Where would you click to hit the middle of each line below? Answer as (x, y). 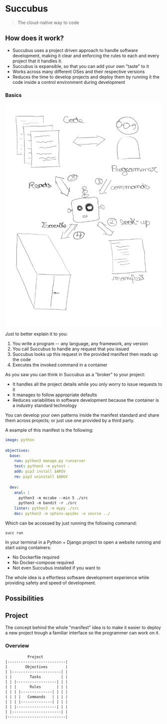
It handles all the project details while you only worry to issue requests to (87, 384)
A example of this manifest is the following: (49, 430)
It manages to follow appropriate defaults (55, 395)
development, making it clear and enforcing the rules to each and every (86, 55)
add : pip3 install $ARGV (40, 472)
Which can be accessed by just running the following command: (71, 523)
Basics (13, 95)
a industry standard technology (45, 405)
